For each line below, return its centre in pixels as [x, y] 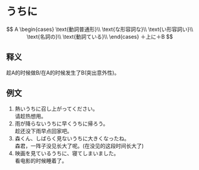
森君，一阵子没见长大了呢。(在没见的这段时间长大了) [79, 146]
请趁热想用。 [30, 116]
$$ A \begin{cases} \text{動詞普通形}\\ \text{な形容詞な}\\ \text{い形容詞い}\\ [100, 29]
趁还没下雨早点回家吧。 [43, 131]
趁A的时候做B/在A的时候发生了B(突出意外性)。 [63, 73]
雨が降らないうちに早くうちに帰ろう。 [61, 123]
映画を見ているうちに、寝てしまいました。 [67, 153]
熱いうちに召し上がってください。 [56, 108]
